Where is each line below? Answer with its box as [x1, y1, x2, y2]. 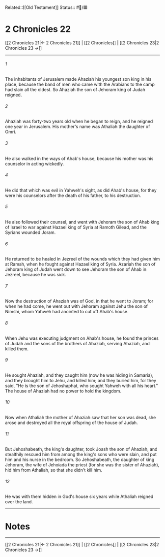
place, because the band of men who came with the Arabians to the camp [5, 81, 155, 88]
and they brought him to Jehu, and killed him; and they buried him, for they [5, 377, 156, 383]
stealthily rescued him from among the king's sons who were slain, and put [5, 452, 157, 458]
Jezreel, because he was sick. [5, 272, 66, 278]
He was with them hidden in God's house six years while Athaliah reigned [5, 493, 154, 499]
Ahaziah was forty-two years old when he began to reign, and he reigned [5, 118, 153, 125]
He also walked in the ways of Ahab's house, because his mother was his [5, 155, 154, 162]
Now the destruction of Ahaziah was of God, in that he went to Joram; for [5, 298, 154, 304]
